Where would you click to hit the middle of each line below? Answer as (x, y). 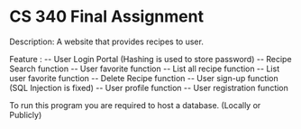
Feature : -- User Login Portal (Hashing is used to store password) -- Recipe (150, 59)
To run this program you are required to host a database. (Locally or (135, 105)
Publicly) (26, 115)
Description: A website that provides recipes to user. (107, 41)
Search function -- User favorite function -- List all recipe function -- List (145, 69)
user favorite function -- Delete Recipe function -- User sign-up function (144, 78)
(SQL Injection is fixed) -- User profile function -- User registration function (149, 88)
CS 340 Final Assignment (107, 17)
